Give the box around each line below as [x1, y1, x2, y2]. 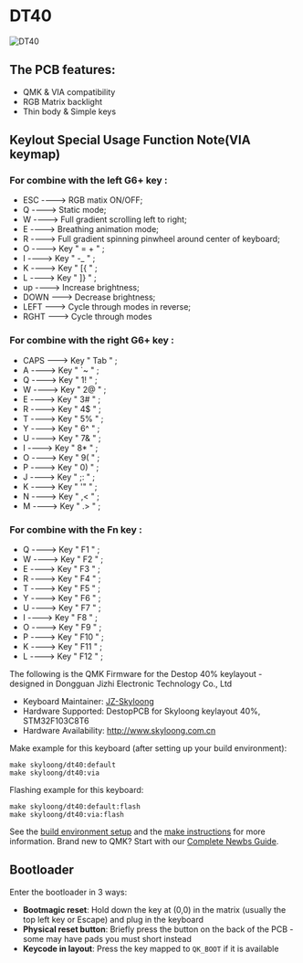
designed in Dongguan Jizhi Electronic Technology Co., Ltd [9, 678, 233, 690]
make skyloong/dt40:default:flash [9, 802, 141, 811]
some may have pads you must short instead [22, 933, 192, 944]
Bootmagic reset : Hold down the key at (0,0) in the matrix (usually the [22, 904, 287, 915]
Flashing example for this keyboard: [9, 785, 144, 796]
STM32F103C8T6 [22, 715, 89, 726]
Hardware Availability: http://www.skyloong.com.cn [22, 725, 216, 736]
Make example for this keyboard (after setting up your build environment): [9, 743, 287, 754]
